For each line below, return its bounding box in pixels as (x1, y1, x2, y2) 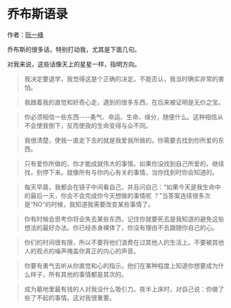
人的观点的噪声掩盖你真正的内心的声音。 (24, 246, 140, 255)
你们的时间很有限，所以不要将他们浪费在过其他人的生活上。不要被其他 (24, 238, 225, 246)
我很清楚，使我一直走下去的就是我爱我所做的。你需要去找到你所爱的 (24, 136, 219, 144)
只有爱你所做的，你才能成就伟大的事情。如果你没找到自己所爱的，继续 (24, 159, 225, 167)
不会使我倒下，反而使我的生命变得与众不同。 (24, 121, 152, 129)
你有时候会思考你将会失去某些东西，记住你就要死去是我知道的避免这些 (24, 215, 225, 223)
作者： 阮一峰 (7, 30, 44, 39)
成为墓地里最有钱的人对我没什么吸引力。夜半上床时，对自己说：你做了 (24, 284, 225, 293)
